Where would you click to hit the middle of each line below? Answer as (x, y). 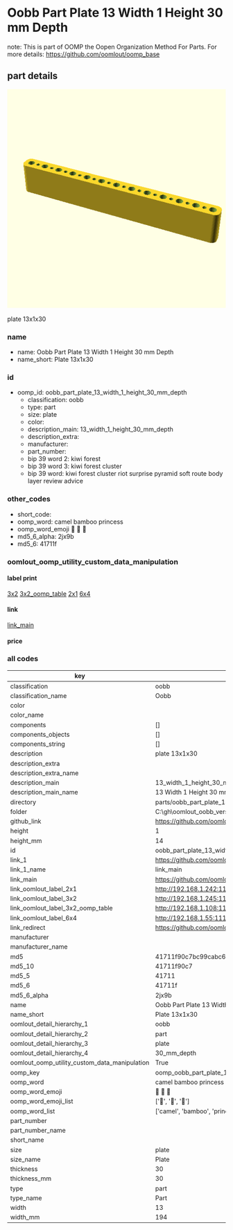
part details (33, 76)
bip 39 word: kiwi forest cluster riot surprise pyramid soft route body (125, 474)
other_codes (29, 499)
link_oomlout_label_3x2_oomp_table (61, 908)
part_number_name (38, 1131)
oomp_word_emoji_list (42, 1102)
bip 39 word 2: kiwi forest (64, 459)
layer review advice (55, 481)
